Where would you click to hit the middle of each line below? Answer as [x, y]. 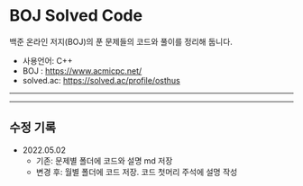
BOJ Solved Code [76, 16]
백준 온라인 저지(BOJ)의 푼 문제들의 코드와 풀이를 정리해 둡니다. [121, 41]
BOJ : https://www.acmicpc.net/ [82, 71]
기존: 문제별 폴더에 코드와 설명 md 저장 [104, 160]
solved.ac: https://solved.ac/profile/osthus [101, 80]
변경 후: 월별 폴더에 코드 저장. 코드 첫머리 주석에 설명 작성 [137, 172]
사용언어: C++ [48, 60]
